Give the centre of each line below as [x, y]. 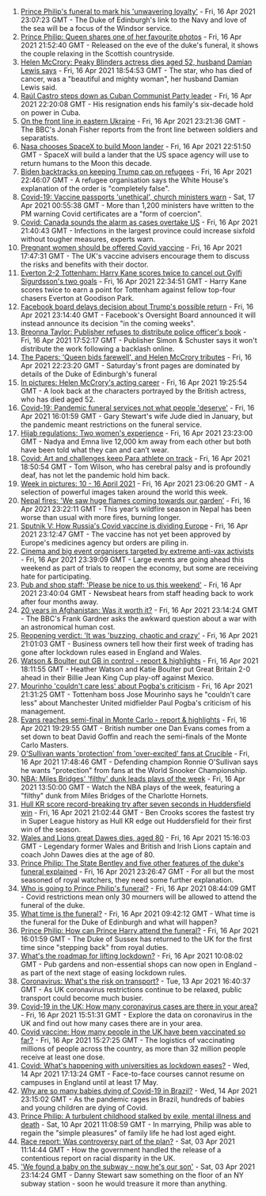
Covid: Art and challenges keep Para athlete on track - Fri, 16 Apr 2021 [135, 458]
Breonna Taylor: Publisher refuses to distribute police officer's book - [133, 332]
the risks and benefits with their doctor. [84, 264]
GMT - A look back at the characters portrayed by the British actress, [133, 391]
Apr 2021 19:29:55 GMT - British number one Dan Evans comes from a [135, 728]
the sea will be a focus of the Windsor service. [96, 28]
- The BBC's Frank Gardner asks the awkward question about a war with [138, 619]
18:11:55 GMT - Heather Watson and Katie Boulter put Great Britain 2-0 [135, 669]
